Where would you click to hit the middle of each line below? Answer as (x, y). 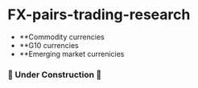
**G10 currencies (49, 45)
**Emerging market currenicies (72, 54)
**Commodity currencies (62, 37)
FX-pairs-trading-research (99, 15)
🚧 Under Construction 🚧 (55, 74)
